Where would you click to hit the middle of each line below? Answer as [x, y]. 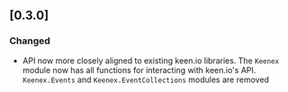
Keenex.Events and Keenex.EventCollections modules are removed [146, 79]
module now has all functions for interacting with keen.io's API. [139, 70]
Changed [30, 41]
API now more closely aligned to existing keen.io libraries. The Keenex [151, 60]
